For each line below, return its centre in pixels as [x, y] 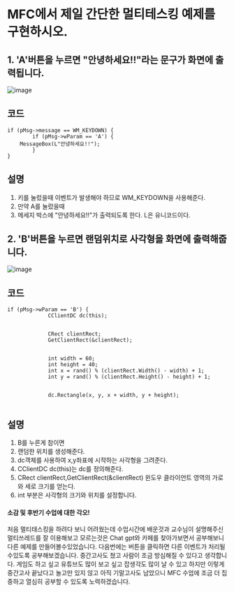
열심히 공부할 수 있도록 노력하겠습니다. [78, 582]
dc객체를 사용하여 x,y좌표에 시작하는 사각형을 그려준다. [92, 460]
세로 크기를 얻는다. [50, 486]
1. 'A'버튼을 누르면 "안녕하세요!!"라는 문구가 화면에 [110, 60]
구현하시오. [38, 32]
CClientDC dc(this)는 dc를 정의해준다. [70, 469]
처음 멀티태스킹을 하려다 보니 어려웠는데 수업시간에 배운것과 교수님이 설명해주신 [116, 529]
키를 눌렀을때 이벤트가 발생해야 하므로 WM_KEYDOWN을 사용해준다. [111, 197]
